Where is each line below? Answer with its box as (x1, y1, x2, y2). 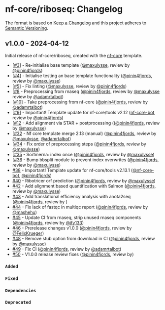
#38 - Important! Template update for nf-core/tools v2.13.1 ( (12, 167, 133, 173)
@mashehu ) (12, 209, 37, 215)
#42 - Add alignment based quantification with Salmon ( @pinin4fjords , (12, 183, 156, 189)
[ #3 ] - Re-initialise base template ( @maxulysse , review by (12, 62, 130, 68)
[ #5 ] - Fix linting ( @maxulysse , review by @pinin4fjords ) (12, 83, 127, 89)
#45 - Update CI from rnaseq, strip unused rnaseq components (12, 214, 141, 221)
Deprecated (5, 300, 31, 305)
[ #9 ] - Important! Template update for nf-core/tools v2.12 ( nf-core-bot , (12, 109, 156, 115)
